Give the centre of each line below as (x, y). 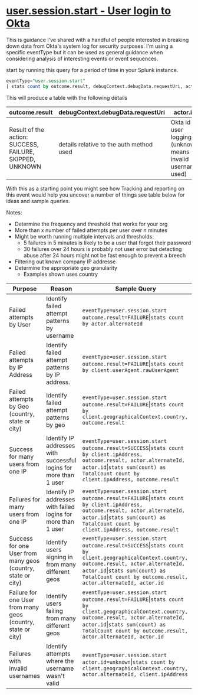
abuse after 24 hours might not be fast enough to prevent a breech (105, 255)
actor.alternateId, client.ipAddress (135, 674)
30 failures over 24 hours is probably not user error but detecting (103, 249)
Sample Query (135, 289)
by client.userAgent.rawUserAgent (131, 370)
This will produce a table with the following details (67, 97)
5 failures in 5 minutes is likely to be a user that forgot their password (107, 243)
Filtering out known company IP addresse (65, 262)
